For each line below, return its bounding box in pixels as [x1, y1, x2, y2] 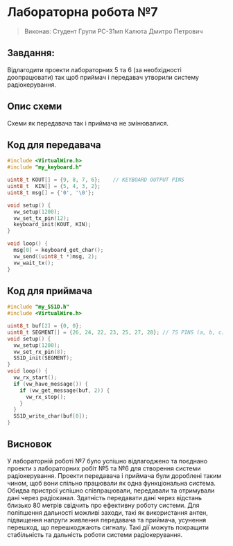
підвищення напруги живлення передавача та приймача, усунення [7, 515, 207, 524]
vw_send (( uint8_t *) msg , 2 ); [13, 253, 98, 260]
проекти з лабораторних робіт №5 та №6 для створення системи [7, 464, 201, 472]
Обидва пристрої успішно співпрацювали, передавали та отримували [7, 486, 215, 495]
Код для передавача [7, 139, 101, 151]
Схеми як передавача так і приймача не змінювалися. [7, 119, 169, 127]
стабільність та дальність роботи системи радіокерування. [7, 530, 182, 538]
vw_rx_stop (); [25, 393, 67, 400]
